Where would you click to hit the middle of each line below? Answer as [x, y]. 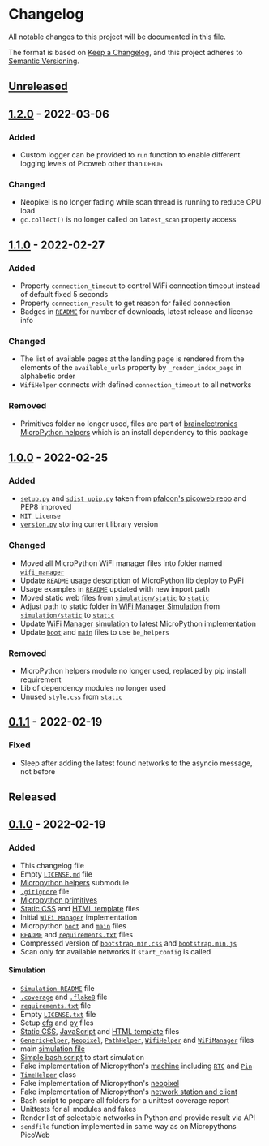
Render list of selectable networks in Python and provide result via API [137, 1118]
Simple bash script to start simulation [82, 1057]
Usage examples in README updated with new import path [115, 588]
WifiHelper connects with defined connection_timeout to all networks [136, 385]
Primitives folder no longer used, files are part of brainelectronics [129, 424]
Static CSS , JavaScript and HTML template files [100, 1031]
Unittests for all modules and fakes [78, 1109]
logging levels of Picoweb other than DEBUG [91, 164]
